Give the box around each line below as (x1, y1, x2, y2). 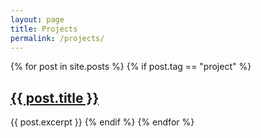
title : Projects (10, 24, 78, 34)
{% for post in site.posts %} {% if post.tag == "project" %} (10, 61, 252, 73)
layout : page (10, 14, 65, 25)
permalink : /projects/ (10, 33, 105, 43)
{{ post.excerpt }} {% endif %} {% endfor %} (10, 116, 195, 128)
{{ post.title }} (10, 89, 100, 106)
